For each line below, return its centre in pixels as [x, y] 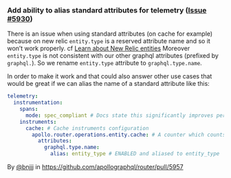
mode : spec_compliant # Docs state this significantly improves [119, 115]
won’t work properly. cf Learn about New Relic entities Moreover [99, 48]
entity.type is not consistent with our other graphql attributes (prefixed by [113, 56]
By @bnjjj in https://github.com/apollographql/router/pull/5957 [95, 167]
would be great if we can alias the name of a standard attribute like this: [108, 84]
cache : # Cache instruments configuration [87, 128]
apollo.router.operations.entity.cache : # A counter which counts [129, 135]
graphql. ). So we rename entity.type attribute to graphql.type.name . [105, 63]
